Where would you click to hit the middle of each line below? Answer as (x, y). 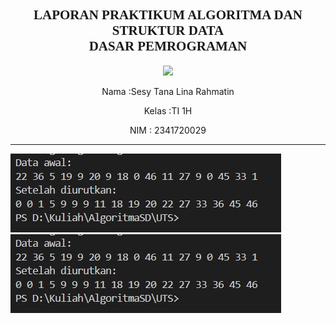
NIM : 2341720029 (168, 130)
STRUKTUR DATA (168, 31)
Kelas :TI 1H (168, 110)
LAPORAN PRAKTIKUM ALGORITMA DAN (168, 15)
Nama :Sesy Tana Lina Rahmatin (168, 91)
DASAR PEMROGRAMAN (168, 46)
